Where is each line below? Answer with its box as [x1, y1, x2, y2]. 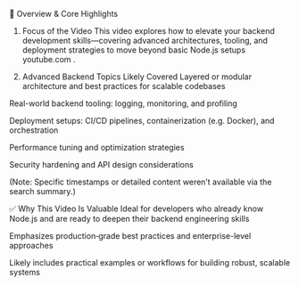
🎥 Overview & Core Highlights [9, 9, 119, 19]
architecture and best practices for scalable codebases [21, 81, 226, 91]
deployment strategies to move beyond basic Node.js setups [21, 45, 246, 55]
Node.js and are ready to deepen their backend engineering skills [9, 214, 250, 224]
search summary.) [9, 186, 76, 196]
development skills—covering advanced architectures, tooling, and [21, 36, 268, 45]
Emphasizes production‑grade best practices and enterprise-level [9, 231, 252, 241]
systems [9, 267, 40, 277]
